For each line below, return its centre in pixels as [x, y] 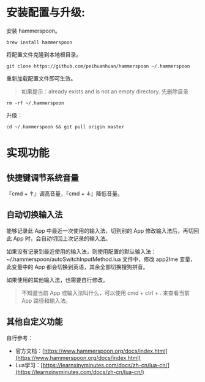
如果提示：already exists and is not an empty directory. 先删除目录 [105, 91]
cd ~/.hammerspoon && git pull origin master [65, 127]
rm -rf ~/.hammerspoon [35, 103]
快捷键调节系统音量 [43, 178]
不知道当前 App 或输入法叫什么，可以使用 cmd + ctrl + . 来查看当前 [105, 293]
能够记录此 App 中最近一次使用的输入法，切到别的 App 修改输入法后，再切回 [103, 230]
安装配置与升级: [46, 13]
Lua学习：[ [29, 365]
